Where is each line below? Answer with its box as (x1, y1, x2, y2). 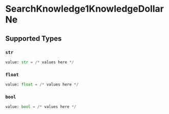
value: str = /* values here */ (5, 60, 74, 65)
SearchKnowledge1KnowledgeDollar (5, 3, 164, 15)
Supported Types (5, 34, 62, 43)
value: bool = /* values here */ (5, 104, 77, 109)
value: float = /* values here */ (5, 82, 79, 87)
